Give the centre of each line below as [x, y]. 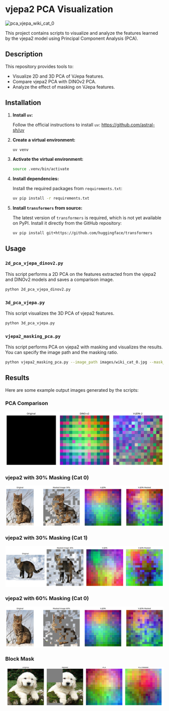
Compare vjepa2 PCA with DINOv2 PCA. [54, 81]
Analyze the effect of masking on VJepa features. [64, 87]
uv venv [20, 150]
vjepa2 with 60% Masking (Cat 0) [47, 599]
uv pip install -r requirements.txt [51, 198]
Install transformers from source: [48, 208]
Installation [23, 103]
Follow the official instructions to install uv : [56, 125]
